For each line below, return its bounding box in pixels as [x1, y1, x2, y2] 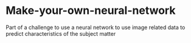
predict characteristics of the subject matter [5, 30, 116, 37]
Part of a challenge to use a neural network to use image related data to [5, 24, 186, 31]
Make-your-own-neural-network [5, 4, 176, 18]
